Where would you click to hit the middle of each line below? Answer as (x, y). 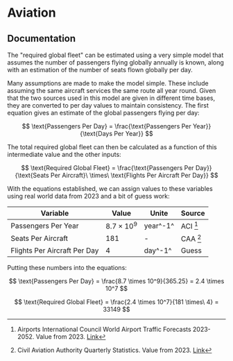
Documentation (42, 39)
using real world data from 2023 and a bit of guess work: (88, 196)
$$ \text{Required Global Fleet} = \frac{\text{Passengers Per (107, 168)
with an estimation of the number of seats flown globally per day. (100, 70)
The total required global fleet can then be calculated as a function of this (112, 147)
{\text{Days (96, 134)
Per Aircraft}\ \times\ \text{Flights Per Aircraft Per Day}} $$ (135, 175)
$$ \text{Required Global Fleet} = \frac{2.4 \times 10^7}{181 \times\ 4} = (116, 302)
